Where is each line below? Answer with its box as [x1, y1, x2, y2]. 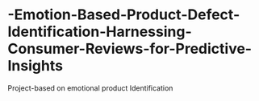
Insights [7, 57, 64, 75]
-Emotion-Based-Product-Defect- [7, 6, 240, 24]
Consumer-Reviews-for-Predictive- [7, 40, 252, 58]
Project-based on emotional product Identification [7, 83, 173, 93]
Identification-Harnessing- [7, 22, 193, 41]
